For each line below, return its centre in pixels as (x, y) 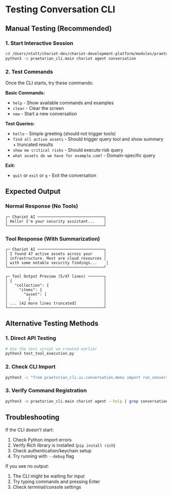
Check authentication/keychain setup (52, 450)
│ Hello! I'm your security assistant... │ (56, 221)
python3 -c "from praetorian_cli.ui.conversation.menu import (73, 377)
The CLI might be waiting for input (49, 476)
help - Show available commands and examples (63, 103)
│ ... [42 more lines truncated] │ (56, 303)
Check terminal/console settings (47, 487)
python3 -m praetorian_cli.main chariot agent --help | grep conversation (87, 401)
